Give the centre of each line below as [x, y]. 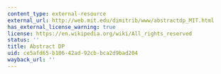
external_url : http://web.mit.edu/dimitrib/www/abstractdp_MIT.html [111, 20]
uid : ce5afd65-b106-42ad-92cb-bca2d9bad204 [73, 54]
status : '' [23, 40]
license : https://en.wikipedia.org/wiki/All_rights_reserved [100, 33]
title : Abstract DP [36, 47]
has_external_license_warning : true [61, 27]
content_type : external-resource [57, 14]
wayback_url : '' [31, 60]
